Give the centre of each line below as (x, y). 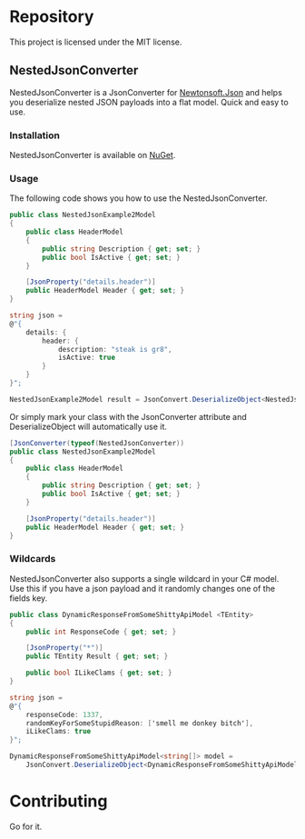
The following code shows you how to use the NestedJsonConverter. (138, 198)
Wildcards (33, 559)
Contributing (59, 801)
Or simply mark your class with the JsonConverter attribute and (128, 416)
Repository (52, 17)
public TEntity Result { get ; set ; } (97, 656)
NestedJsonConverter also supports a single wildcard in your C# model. (144, 578)
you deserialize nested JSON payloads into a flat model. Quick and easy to (149, 102)
